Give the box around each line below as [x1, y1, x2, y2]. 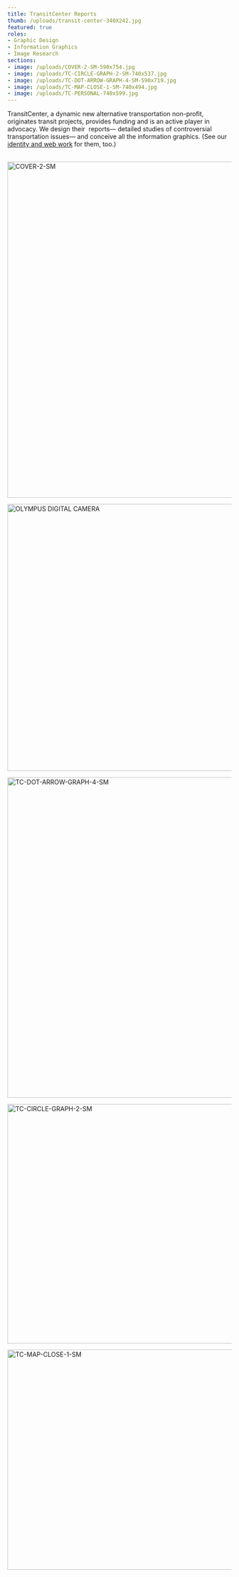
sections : [7, 57, 37, 64]
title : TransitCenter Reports [7, 10, 97, 18]
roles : [7, 30, 27, 38]
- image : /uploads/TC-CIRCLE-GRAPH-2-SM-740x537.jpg [7, 70, 167, 77]
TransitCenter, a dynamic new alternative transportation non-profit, [7, 110, 204, 118]
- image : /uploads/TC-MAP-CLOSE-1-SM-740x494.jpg [7, 83, 158, 91]
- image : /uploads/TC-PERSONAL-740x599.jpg [7, 90, 139, 97]
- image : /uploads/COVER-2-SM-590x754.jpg [7, 63, 135, 71]
